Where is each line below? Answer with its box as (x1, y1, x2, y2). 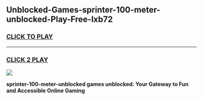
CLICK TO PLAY (6, 33, 53, 41)
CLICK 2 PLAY (6, 55, 48, 64)
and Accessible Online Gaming (6, 87, 85, 94)
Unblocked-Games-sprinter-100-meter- (6, 5, 161, 15)
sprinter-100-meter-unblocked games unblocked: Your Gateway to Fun (6, 80, 189, 87)
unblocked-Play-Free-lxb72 (6, 15, 113, 25)
